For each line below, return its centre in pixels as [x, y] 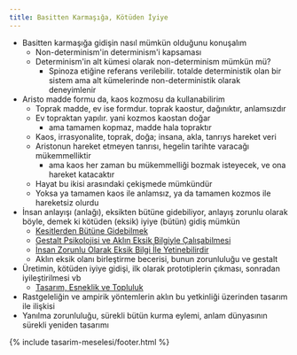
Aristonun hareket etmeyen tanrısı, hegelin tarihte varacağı [142, 146]
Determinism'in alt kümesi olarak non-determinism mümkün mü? [153, 61]
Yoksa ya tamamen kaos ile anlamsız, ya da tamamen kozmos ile [153, 193]
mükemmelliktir [63, 155]
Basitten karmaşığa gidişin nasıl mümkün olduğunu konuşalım [134, 42]
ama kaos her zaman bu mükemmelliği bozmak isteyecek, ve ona [167, 165]
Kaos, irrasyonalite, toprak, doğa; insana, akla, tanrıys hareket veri [156, 136]
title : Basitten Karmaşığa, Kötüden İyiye [89, 17]
